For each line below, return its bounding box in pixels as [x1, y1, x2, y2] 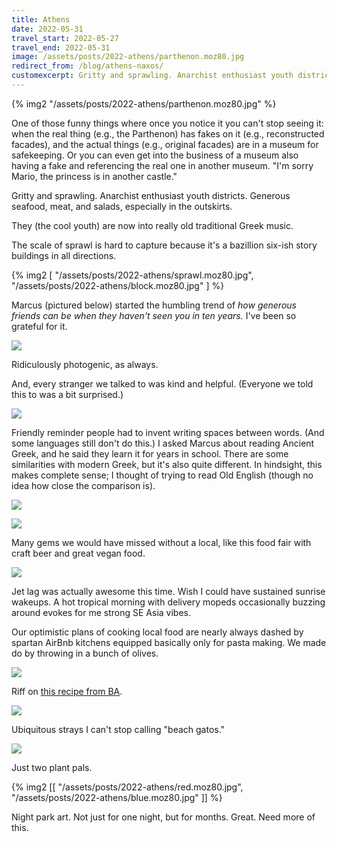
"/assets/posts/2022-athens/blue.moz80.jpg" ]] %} [11, 791, 223, 803]
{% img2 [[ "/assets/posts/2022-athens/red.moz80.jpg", [11, 781, 244, 793]
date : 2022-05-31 [11, 24, 84, 34]
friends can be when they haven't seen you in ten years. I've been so [11, 309, 297, 321]
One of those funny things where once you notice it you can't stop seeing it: [11, 117, 324, 129]
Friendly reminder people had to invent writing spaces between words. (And [11, 426, 325, 438]
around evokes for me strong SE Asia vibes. [11, 606, 192, 618]
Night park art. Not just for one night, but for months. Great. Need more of [11, 811, 316, 823]
